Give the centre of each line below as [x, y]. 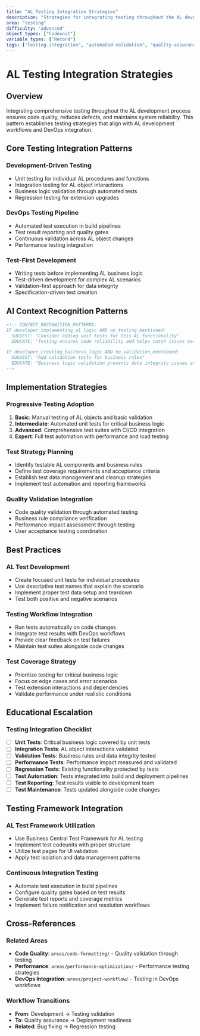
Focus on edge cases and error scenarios [66, 681]
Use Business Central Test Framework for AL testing [79, 839]
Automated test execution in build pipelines [68, 226]
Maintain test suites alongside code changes [70, 646]
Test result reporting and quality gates [62, 232]
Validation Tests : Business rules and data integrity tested [85, 756]
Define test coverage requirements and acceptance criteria [87, 471]
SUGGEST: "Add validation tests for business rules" [78, 358]
